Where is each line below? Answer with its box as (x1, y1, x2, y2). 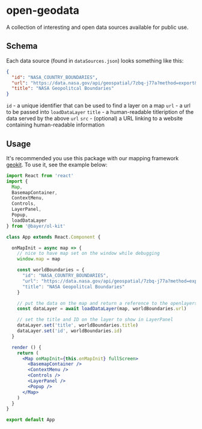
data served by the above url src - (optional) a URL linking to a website (6, 115, 183, 122)
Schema (6, 41, 38, 51)
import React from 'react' (6, 172, 74, 178)
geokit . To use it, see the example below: (6, 161, 108, 168)
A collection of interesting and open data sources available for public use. (6, 23, 189, 31)
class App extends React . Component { (6, 234, 101, 240)
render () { (11, 344, 42, 350)
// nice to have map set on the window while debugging (17, 251, 161, 257)
